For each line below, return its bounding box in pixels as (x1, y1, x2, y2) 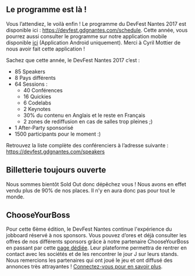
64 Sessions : (14, 80, 48, 87)
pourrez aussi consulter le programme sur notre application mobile (6, 32, 167, 40)
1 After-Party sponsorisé (14, 124, 74, 131)
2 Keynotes (23, 105, 51, 112)
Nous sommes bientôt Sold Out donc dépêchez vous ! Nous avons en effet (6, 180, 186, 187)
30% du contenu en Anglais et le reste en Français (23, 112, 145, 119)
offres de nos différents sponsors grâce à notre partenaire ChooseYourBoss (6, 238, 189, 245)
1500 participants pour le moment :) (14, 130, 101, 137)
